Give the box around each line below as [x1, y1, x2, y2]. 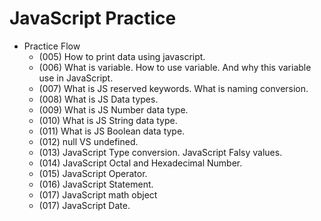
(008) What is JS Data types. [38, 93, 159, 105]
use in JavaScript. [38, 72, 114, 84]
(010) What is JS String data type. [38, 114, 178, 126]
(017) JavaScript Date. [38, 199, 131, 211]
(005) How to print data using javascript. [38, 50, 206, 62]
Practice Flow [23, 40, 81, 52]
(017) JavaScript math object [38, 188, 158, 201]
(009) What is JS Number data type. [38, 103, 189, 116]
